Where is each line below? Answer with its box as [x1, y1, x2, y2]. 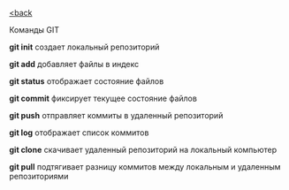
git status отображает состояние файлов [9, 76, 164, 87]
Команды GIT [9, 25, 60, 34]
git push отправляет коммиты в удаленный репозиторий [9, 110, 224, 120]
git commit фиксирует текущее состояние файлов [9, 93, 197, 103]
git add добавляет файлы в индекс [9, 59, 140, 69]
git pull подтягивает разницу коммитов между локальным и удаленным [9, 162, 281, 171]
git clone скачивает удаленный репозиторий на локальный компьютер [9, 145, 277, 155]
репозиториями [9, 171, 69, 181]
